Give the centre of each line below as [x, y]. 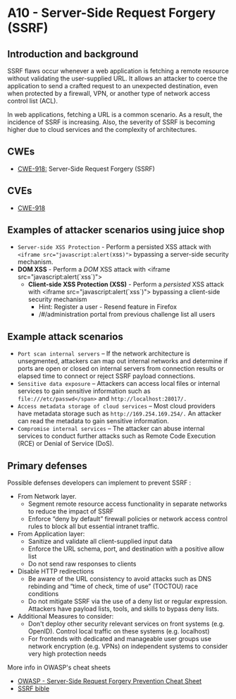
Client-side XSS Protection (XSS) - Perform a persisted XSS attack [126, 284]
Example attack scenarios [65, 336]
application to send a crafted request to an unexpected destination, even [113, 86]
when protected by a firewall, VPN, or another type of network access [109, 93]
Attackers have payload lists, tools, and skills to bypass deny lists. [124, 609]
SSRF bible [33, 688]
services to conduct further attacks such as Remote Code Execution [117, 436]
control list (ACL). [33, 101]
